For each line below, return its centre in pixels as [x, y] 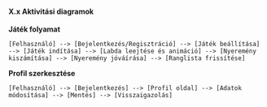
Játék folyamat [35, 29]
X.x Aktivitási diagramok [51, 11]
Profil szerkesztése [42, 74]
